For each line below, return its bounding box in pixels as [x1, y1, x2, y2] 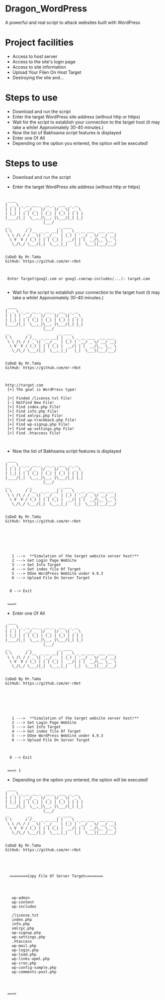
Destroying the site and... [12, 74, 64, 80]
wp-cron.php [11, 961, 37, 966]
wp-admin [11, 895, 30, 900]
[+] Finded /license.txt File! [7, 395, 72, 401]
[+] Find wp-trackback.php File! [7, 417, 77, 422]
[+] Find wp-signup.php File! [7, 422, 70, 427]
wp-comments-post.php [11, 969, 57, 974]
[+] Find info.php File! [7, 409, 59, 414]
